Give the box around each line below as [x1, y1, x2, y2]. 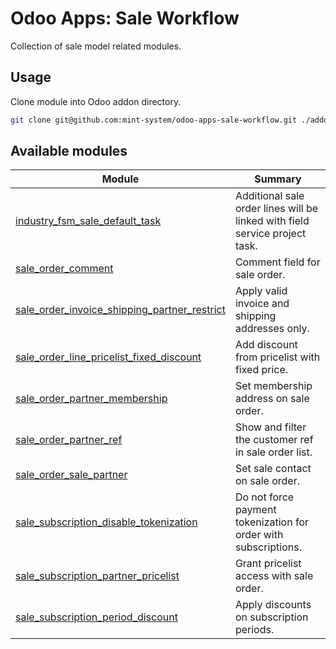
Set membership [234, 379, 313, 393]
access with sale [234, 569, 314, 583]
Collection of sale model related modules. [10, 40, 182, 52]
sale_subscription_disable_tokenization [15, 515, 198, 529]
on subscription [234, 610, 309, 624]
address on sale [234, 392, 310, 406]
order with [234, 528, 284, 542]
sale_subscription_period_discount [15, 610, 178, 624]
